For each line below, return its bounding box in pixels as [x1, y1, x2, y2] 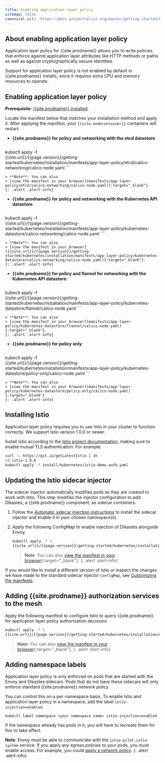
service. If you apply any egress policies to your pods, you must [19, 742, 149, 748]
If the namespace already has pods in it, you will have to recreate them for [5, 722, 155, 728]
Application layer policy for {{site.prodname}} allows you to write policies [5, 48, 153, 54]
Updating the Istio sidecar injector [5, 476, 111, 484]
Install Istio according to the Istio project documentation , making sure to [5, 438, 151, 444]
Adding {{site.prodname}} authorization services [5, 592, 160, 600]
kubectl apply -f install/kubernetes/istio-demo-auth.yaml [5, 462, 129, 468]
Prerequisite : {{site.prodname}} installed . [5, 106, 89, 111]
